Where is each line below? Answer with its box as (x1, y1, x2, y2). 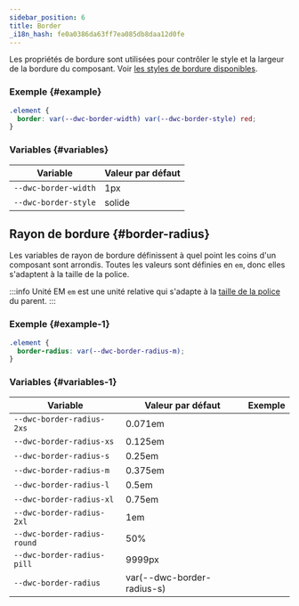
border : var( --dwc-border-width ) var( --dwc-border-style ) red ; (17, 114, 256, 123)
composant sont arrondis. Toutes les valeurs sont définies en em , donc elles (9, 259, 286, 270)
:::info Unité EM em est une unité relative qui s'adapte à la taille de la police (9, 286, 280, 297)
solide (104, 196, 131, 209)
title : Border (9, 21, 62, 30)
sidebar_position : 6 (9, 12, 86, 22)
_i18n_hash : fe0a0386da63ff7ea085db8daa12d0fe (9, 29, 185, 38)
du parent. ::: (9, 296, 56, 307)
